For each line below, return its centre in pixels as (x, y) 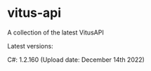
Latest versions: (31, 46)
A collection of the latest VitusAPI (55, 32)
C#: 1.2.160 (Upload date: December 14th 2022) (76, 59)
